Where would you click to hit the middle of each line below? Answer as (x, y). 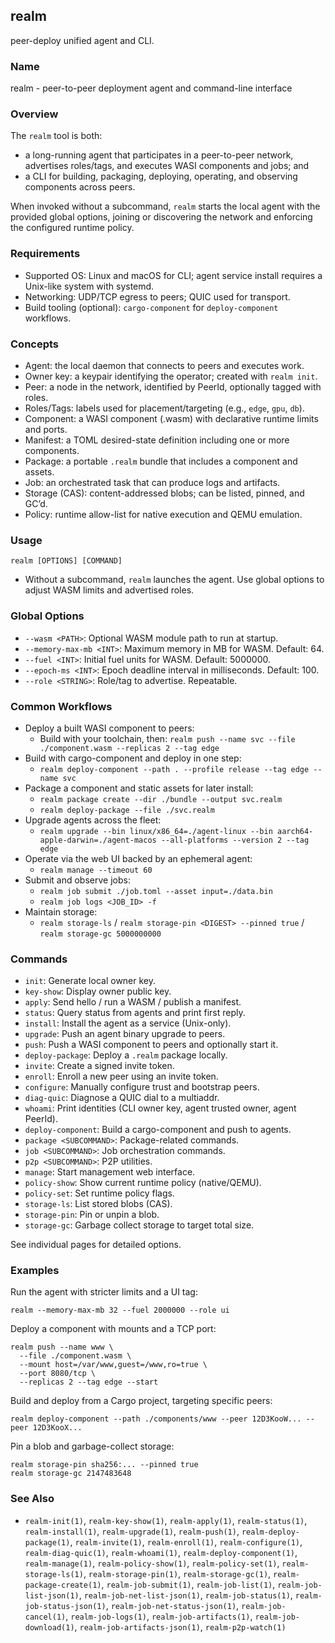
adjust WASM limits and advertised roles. (109, 590)
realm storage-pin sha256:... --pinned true (104, 1465)
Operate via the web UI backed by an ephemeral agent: (138, 858)
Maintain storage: (61, 911)
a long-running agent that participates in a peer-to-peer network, (159, 155)
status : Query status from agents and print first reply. (135, 1013)
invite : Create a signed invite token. (99, 1066)
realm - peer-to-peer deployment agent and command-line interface (151, 88)
